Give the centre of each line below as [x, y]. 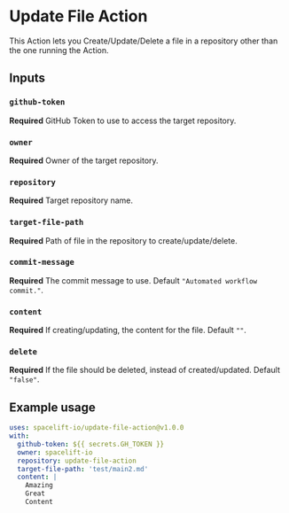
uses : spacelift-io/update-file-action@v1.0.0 [97, 428]
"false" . [24, 379]
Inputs [27, 78]
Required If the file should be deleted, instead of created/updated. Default [145, 370]
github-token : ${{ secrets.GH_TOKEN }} [91, 444]
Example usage [52, 407]
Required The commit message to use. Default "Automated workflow [133, 280]
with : [19, 436]
